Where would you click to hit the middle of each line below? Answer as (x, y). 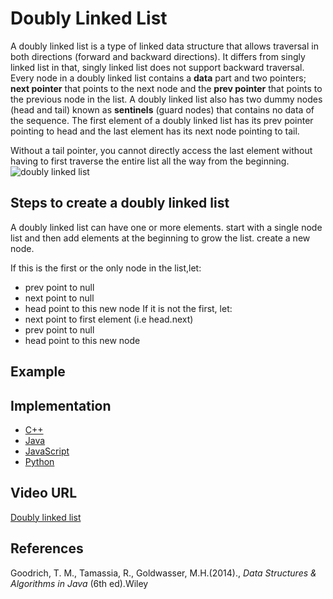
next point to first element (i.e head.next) (109, 319)
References (47, 548)
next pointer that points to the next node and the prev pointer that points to (166, 88)
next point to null (59, 298)
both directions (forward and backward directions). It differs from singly (158, 56)
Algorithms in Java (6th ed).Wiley (79, 583)
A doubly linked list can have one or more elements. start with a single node (166, 227)
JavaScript (47, 451)
